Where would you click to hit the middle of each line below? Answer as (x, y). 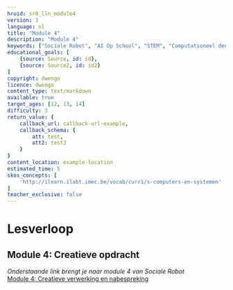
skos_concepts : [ (32, 175)
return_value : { (31, 117)
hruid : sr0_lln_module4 (42, 14)
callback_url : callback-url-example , (74, 123)
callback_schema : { (48, 130)
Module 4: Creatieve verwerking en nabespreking (78, 279)
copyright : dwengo (34, 78)
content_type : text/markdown (49, 91)
